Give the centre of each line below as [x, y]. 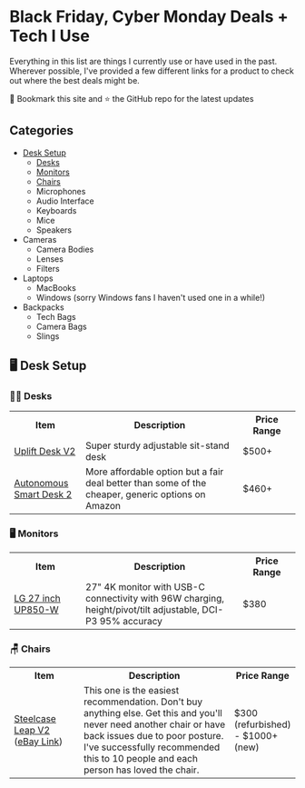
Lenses [49, 259]
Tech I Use [50, 36]
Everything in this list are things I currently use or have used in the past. [143, 61]
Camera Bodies [65, 249]
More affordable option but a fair [155, 472]
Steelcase [35, 719]
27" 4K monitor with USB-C [146, 586]
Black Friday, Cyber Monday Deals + [149, 17]
